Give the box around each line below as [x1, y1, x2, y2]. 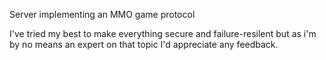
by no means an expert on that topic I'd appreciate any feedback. [9, 39, 279, 50]
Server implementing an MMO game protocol [9, 9, 196, 20]
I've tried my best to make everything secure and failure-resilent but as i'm [9, 28, 317, 39]
